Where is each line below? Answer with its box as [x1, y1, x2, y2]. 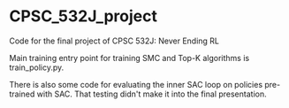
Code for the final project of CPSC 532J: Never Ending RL [9, 35, 219, 46]
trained [9, 89, 35, 99]
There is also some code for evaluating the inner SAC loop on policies [9, 79, 263, 89]
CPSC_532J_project [9, 6, 157, 27]
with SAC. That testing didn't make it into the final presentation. [36, 89, 267, 99]
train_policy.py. [9, 62, 65, 73]
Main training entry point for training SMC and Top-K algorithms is [9, 52, 250, 63]
